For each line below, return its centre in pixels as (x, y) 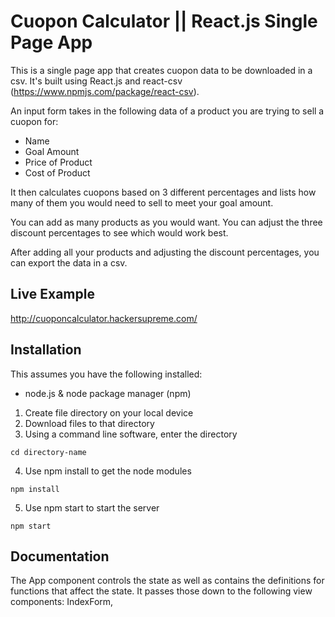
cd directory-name (48, 452)
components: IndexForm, (62, 602)
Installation (46, 350)
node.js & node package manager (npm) (108, 393)
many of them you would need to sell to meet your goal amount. (142, 202)
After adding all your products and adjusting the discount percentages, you (165, 252)
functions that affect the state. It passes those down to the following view (161, 591)
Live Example (52, 294)
